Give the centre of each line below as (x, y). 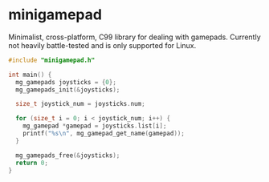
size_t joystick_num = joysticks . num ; (81, 104)
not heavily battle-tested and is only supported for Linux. (102, 45)
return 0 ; (32, 163)
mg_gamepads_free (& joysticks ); (68, 155)
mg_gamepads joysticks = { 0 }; (66, 82)
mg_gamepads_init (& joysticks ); (68, 90)
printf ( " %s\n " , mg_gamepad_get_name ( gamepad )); (104, 134)
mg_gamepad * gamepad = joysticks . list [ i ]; (95, 126)
